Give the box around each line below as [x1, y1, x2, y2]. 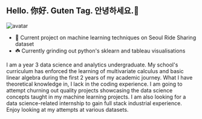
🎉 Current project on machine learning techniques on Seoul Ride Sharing [15, 34, 197, 41]
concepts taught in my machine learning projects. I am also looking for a [6, 93, 186, 100]
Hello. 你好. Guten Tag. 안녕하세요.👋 [6, 5, 139, 16]
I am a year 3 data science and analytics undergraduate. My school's [6, 61, 178, 68]
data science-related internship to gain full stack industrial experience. [6, 99, 183, 107]
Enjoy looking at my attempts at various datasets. [6, 106, 129, 113]
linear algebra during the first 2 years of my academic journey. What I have [6, 74, 193, 81]
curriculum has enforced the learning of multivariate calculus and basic [6, 67, 184, 74]
